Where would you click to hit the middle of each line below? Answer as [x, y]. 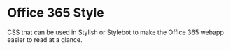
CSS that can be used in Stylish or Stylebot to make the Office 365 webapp [115, 32]
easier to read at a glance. [45, 39]
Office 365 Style [56, 13]
